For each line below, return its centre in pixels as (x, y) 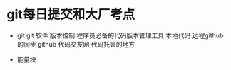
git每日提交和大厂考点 (71, 14)
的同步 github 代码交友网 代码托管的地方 (76, 44)
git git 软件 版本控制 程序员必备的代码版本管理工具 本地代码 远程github (120, 35)
